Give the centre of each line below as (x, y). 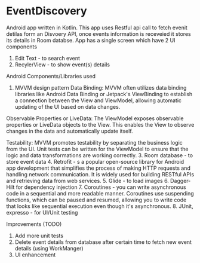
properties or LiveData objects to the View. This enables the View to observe (100, 124)
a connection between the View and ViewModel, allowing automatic (98, 100)
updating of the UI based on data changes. (67, 106)
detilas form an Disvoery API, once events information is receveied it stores (99, 33)
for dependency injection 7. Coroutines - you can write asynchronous (101, 187)
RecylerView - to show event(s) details (62, 65)
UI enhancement (35, 255)
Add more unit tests (39, 236)
